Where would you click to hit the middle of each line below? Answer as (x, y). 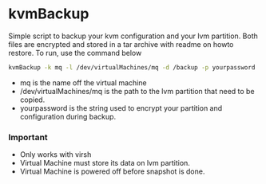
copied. (32, 100)
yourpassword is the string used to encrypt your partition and (121, 108)
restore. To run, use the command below (75, 53)
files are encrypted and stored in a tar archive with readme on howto (121, 44)
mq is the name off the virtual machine (83, 82)
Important (28, 137)
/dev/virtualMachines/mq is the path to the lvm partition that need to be (137, 91)
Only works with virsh (56, 155)
